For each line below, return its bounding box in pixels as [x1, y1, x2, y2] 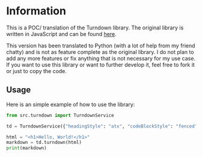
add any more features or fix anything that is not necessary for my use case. [6, 55, 195, 62]
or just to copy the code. [6, 67, 67, 74]
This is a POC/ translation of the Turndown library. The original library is [6, 24, 184, 31]
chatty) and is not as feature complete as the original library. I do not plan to [6, 48, 194, 55]
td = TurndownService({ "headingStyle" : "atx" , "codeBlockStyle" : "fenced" [6, 123, 198, 129]
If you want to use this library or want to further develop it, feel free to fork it [6, 61, 195, 68]
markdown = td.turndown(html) [6, 140, 82, 146]
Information [6, 4, 66, 18]
